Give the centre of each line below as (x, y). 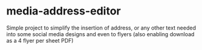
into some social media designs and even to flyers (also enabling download (100, 34)
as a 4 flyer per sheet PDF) (40, 40)
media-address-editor (64, 11)
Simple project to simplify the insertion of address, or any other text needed (101, 28)
